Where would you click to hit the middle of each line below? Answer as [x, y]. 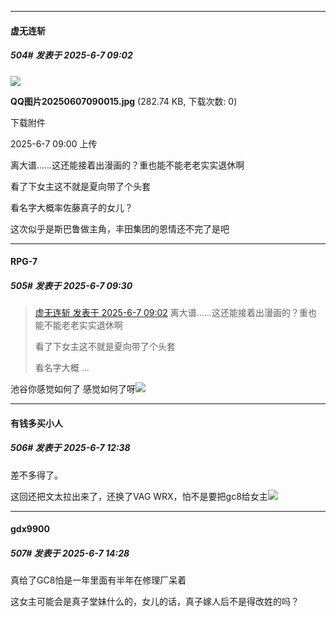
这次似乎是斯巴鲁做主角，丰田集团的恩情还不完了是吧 [120, 228]
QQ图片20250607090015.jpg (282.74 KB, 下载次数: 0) [124, 101]
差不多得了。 [36, 475]
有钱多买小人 [36, 423]
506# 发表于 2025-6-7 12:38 [70, 448]
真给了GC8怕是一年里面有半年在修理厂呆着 [98, 580]
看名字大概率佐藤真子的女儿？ [71, 207]
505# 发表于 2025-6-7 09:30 [71, 285]
